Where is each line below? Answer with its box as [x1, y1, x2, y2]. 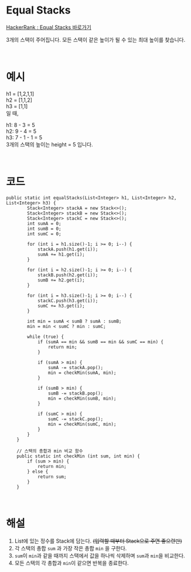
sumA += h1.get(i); [37, 251, 85, 257]
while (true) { [27, 333, 64, 340]
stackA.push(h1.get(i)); [37, 246, 98, 252]
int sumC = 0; [27, 230, 62, 237]
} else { [27, 469, 49, 474]
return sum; [37, 474, 67, 480]
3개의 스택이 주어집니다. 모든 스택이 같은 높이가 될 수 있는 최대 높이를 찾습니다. [6, 36, 186, 43]
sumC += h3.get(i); [37, 303, 85, 309]
